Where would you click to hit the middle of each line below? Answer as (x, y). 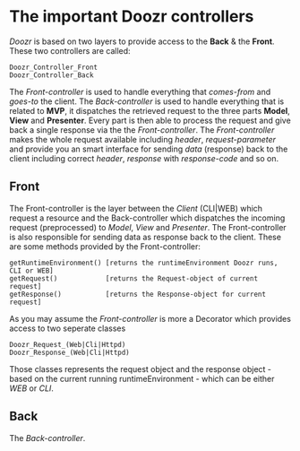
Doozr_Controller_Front (54, 67)
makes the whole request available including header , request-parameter (142, 139)
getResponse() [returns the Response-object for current (138, 294)
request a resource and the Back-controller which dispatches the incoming (147, 218)
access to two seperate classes (68, 328)
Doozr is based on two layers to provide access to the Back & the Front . (142, 41)
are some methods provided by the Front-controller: (105, 246)
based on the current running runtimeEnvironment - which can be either (142, 378)
